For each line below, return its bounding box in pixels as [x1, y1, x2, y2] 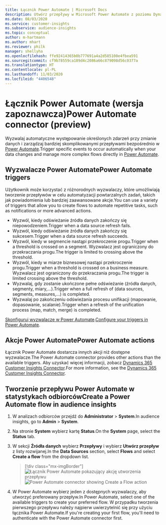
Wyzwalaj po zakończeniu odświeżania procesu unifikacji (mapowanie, [12, 296, 157, 302]
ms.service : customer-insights [5, 21, 70, 26]
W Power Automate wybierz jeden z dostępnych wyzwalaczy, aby [12, 489, 147, 495]
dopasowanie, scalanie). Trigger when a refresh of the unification [12, 301, 144, 308]
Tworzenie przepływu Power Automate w [5, 385, 135, 393]
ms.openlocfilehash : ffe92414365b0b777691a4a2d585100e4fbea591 [5, 53, 138, 59]
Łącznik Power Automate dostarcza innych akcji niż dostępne [5, 349, 130, 355]
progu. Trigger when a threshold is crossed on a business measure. [12, 264, 149, 270]
